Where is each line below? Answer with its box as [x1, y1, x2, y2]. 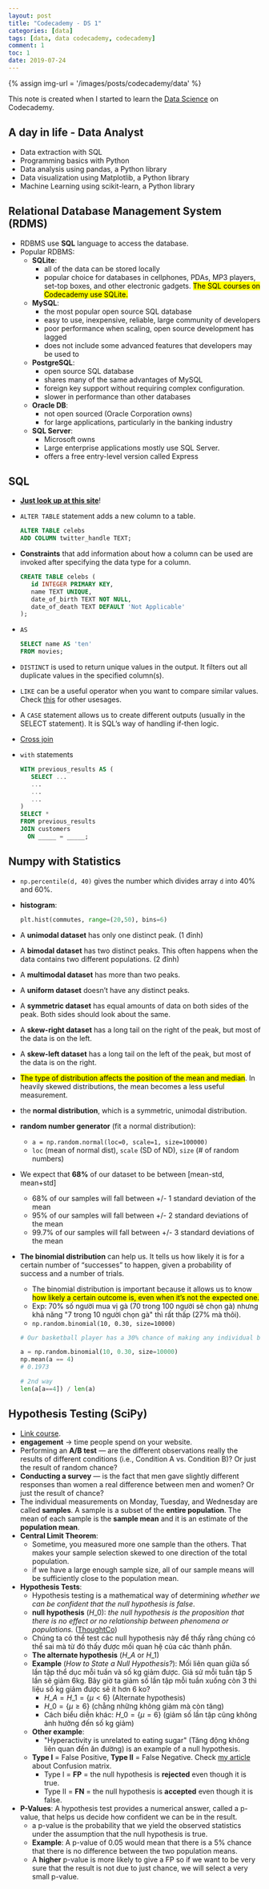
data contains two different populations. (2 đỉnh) [19, 954, 180, 963]
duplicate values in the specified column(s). [19, 671, 164, 680]
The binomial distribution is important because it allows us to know [31, 1284, 252, 1294]
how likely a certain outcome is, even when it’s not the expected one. [31, 1292, 260, 1302]
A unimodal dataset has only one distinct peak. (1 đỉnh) [19, 930, 204, 939]
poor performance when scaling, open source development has [43, 323, 255, 333]
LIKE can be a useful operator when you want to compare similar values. [19, 687, 259, 696]
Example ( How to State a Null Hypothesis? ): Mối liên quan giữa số [31, 1658, 250, 1668]
